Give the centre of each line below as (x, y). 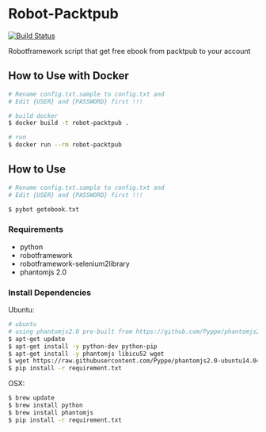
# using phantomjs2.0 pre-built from (70, 332)
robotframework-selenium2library (75, 263)
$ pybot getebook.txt (44, 209)
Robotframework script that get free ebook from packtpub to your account (129, 51)
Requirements (36, 229)
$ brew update (32, 398)
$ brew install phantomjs (51, 412)
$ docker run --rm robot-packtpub (65, 145)
